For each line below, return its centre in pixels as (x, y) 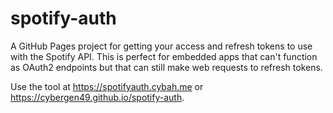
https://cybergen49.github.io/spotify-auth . (97, 97)
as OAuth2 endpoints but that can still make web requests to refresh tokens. (166, 67)
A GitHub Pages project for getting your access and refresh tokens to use (161, 46)
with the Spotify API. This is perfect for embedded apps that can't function (164, 56)
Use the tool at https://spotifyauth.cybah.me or (107, 86)
